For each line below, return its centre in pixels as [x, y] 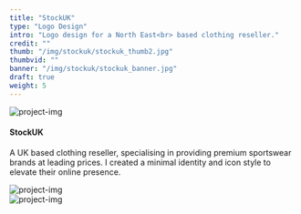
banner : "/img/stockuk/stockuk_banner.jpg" [93, 69]
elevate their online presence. [65, 172]
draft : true [32, 77]
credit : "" [30, 43]
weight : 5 [28, 86]
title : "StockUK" [42, 18]
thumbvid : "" [34, 60]
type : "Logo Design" [49, 26]
